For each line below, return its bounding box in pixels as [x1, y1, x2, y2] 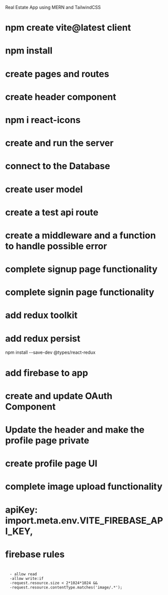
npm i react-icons [5, 114, 81, 126]
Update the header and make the [5, 424, 145, 436]
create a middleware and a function [5, 230, 156, 241]
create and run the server [5, 137, 114, 149]
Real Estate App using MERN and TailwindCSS [5, 5, 101, 10]
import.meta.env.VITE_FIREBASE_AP [5, 515, 163, 526]
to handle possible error [5, 240, 107, 252]
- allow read [10, 571, 37, 577]
